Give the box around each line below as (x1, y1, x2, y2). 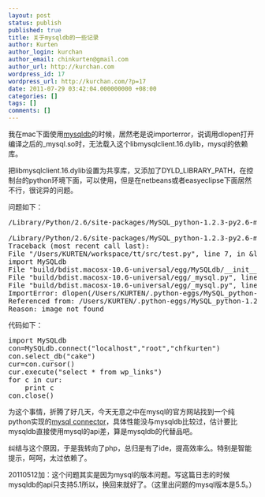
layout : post (8, 11, 51, 20)
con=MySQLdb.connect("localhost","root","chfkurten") (8, 344, 221, 353)
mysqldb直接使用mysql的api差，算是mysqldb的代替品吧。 (8, 427, 197, 436)
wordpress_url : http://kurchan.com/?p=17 (8, 77, 147, 85)
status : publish (8, 19, 62, 27)
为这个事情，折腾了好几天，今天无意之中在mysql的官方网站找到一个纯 (8, 407, 235, 416)
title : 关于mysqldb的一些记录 (8, 33, 99, 42)
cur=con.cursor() (8, 360, 75, 369)
